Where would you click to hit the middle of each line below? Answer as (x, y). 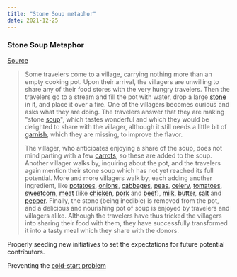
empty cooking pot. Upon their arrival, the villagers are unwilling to (122, 81)
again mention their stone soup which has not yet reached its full (119, 170)
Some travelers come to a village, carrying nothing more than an (118, 74)
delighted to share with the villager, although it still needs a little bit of (126, 126)
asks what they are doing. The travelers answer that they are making (125, 112)
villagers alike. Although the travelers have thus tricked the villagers (123, 216)
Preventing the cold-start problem (57, 265)
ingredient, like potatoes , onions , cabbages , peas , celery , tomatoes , (123, 185)
